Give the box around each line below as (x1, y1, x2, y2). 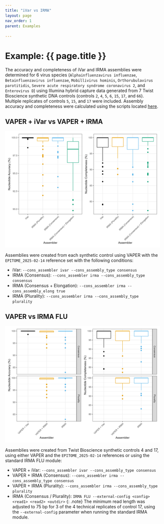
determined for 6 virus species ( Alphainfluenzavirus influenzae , (5, 72, 137, 78)
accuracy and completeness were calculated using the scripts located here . (5, 103, 159, 109)
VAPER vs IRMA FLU (5, 312, 68, 321)
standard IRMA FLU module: (5, 458, 62, 463)
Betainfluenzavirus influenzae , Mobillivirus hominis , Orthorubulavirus (5, 77, 153, 83)
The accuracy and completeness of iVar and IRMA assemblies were (5, 67, 142, 73)
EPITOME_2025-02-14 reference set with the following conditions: (5, 257, 134, 263)
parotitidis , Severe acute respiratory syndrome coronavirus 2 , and (5, 83, 145, 89)
